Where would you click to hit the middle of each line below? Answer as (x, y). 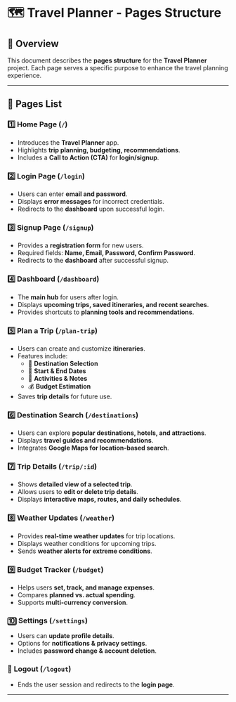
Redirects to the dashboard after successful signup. (93, 261)
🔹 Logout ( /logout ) (39, 669)
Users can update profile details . (66, 636)
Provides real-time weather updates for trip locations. (96, 536)
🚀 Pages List (34, 104)
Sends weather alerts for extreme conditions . (85, 551)
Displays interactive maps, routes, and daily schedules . (99, 500)
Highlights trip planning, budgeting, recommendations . (99, 150)
